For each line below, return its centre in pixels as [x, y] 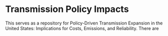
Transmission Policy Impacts [67, 9]
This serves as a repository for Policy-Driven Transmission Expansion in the [84, 23]
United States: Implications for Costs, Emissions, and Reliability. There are [82, 28]
